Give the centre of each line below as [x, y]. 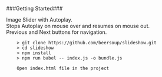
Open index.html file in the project [63, 68]
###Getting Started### [34, 8]
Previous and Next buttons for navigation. [57, 32]
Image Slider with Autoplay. [39, 20]
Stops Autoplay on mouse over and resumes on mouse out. [78, 26]
